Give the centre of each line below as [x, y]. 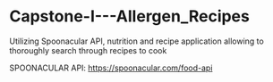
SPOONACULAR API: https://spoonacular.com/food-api [111, 68]
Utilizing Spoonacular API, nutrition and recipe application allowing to [136, 41]
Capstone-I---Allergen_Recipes [130, 16]
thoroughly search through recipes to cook [88, 50]
